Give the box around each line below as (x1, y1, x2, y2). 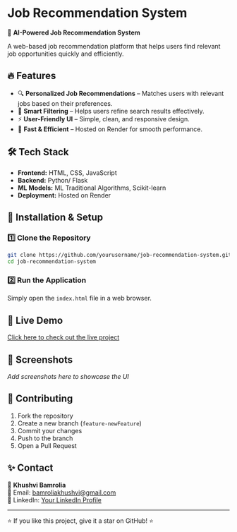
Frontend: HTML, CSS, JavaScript (17, 168, 118, 177)
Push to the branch (17, 434, 73, 442)
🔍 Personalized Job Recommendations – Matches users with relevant (17, 89, 224, 97)
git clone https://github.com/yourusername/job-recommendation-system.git (7, 252, 232, 259)
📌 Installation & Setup (7, 211, 104, 223)
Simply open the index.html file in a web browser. (7, 294, 152, 303)
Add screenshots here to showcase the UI (7, 372, 129, 380)
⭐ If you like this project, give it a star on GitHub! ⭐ (7, 516, 154, 525)
